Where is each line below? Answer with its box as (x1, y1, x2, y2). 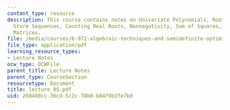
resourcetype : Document (7, 80, 75, 87)
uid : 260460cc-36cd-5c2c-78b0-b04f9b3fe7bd (7, 93, 133, 100)
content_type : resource (7, 10, 75, 17)
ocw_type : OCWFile (7, 61, 60, 68)
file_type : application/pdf (7, 42, 88, 49)
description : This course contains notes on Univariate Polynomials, (7, 16, 210, 23)
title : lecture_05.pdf (7, 86, 72, 93)
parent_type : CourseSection (7, 73, 88, 81)
